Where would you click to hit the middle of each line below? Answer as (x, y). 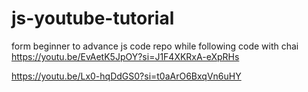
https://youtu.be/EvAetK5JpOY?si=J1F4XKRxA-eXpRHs (125, 56)
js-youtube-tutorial (93, 18)
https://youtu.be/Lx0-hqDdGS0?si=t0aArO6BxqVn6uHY (126, 76)
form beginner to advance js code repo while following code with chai (155, 46)
